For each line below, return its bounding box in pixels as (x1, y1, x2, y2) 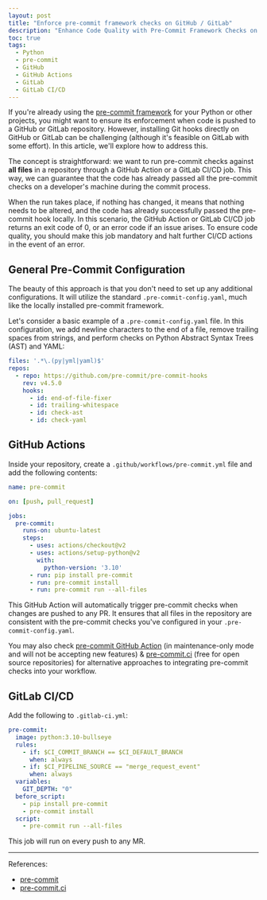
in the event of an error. (8, 240, 86, 249)
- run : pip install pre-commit (29, 571, 133, 579)
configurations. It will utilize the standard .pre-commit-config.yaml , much (8, 292, 248, 302)
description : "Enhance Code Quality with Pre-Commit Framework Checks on (8, 26, 258, 34)
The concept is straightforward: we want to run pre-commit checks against (8, 157, 254, 166)
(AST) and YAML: (8, 341, 65, 351)
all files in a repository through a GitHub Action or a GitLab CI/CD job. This (8, 165, 252, 175)
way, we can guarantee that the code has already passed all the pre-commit (8, 173, 257, 183)
